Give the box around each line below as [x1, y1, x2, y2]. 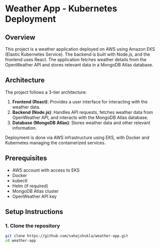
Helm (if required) [12, 183, 48, 189]
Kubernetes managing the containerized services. [5, 140, 106, 145]
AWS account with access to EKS [12, 167, 80, 173]
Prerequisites [5, 154, 47, 163]
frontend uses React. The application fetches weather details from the [5, 57, 147, 62]
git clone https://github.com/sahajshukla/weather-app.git [5, 234, 129, 239]
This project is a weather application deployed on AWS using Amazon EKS [5, 46, 156, 52]
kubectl [12, 177, 28, 183]
